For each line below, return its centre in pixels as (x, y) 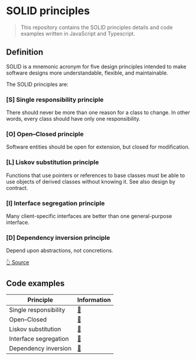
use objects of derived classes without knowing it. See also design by (91, 181)
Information (94, 300)
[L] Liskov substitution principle (53, 162)
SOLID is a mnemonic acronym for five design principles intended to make (96, 66)
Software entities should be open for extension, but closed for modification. (98, 147)
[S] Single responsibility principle (55, 99)
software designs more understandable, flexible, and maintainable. (87, 73)
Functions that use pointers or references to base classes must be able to (96, 175)
